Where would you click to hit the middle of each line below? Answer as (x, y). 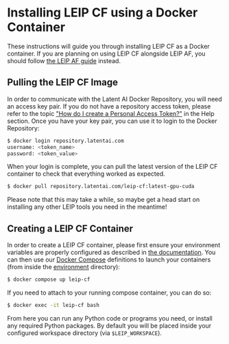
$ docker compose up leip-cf (49, 279)
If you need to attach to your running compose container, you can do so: (109, 293)
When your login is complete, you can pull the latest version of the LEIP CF (112, 167)
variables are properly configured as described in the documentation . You (111, 253)
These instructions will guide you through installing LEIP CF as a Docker (109, 46)
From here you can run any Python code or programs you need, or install (110, 318)
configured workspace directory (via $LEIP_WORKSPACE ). (85, 333)
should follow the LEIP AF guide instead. (64, 60)
